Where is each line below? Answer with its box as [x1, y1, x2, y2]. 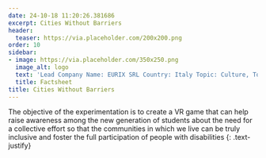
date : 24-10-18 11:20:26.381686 [8, 11, 115, 20]
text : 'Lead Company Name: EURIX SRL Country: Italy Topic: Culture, [15, 71, 249, 79]
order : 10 [8, 41, 41, 49]
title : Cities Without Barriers [8, 85, 115, 94]
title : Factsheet [15, 78, 73, 86]
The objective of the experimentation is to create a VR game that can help [8, 107, 249, 117]
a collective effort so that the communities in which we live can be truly [8, 124, 241, 133]
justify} [8, 141, 32, 151]
